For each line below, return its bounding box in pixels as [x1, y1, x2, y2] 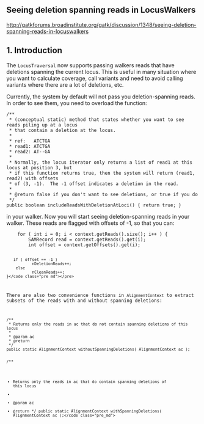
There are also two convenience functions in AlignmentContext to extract [6, 293, 194, 299]
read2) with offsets [6, 175, 59, 181]
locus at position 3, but [6, 164, 72, 170]
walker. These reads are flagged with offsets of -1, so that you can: [6, 219, 175, 227]
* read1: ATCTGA [9, 143, 51, 149]
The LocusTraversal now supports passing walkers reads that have [6, 61, 175, 69]
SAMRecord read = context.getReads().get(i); [28, 236, 147, 243]
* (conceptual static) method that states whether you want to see [9, 116, 184, 123]
